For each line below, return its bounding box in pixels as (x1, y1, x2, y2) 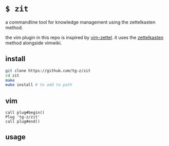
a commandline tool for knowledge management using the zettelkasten (5, 19, 156, 25)
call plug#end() (5, 119, 40, 124)
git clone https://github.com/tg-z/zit (5, 68, 91, 73)
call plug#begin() (5, 110, 45, 115)
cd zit (5, 73, 20, 78)
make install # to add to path (5, 82, 72, 88)
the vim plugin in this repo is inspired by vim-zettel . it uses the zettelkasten (5, 34, 163, 40)
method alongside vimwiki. (5, 40, 62, 46)
